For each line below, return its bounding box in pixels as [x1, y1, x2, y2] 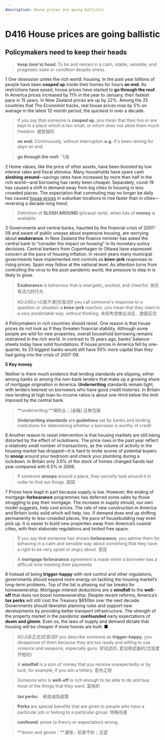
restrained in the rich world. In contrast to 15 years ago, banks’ [5, 336, 132, 342]
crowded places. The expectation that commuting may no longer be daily [5, 190, 154, 196]
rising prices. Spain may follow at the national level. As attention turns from [5, 261, 158, 267]
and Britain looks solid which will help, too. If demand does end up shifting [5, 510, 156, 516]
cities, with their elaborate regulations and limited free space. [5, 525, 130, 531]
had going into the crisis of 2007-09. [5, 351, 80, 357]
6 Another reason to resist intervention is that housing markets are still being [5, 432, 160, 438]
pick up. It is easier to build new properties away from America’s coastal [5, 520, 151, 526]
